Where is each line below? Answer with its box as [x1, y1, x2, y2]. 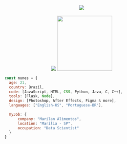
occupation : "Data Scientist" [17, 125, 79, 130]
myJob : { [9, 112, 27, 117]
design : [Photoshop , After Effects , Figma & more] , [9, 98, 117, 103]
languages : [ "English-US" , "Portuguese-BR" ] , [9, 103, 104, 108]
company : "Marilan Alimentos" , [17, 116, 82, 122]
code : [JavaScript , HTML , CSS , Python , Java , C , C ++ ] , [9, 89, 123, 94]
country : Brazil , [9, 84, 44, 90]
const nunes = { [4, 76, 38, 81]
